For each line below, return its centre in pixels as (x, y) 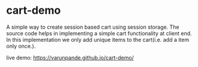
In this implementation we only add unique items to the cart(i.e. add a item (98, 39)
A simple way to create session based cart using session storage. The (93, 27)
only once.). (21, 46)
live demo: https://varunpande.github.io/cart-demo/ (70, 57)
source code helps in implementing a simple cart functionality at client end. (99, 33)
